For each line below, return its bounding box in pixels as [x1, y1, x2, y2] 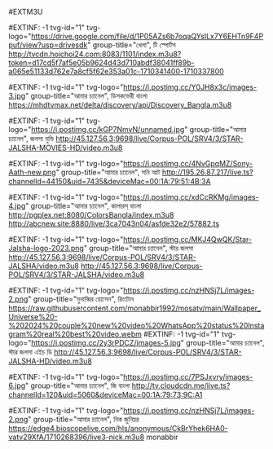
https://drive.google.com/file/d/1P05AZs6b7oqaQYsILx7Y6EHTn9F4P [31, 32, 264, 41]
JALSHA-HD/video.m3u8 [8, 356, 92, 366]
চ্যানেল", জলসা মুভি [8, 134, 55, 143]
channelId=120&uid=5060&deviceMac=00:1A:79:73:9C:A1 [8, 390, 203, 399]
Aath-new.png [8, 167, 56, 177]
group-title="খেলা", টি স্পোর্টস [92, 40, 177, 50]
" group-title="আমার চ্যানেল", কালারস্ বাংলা [25, 201, 142, 210]
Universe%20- [8, 312, 59, 321]
